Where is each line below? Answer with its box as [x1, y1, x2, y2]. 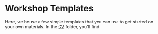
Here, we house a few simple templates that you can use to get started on [5, 19, 154, 24]
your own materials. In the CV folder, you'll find [5, 23, 99, 29]
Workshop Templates [5, 3, 94, 14]
